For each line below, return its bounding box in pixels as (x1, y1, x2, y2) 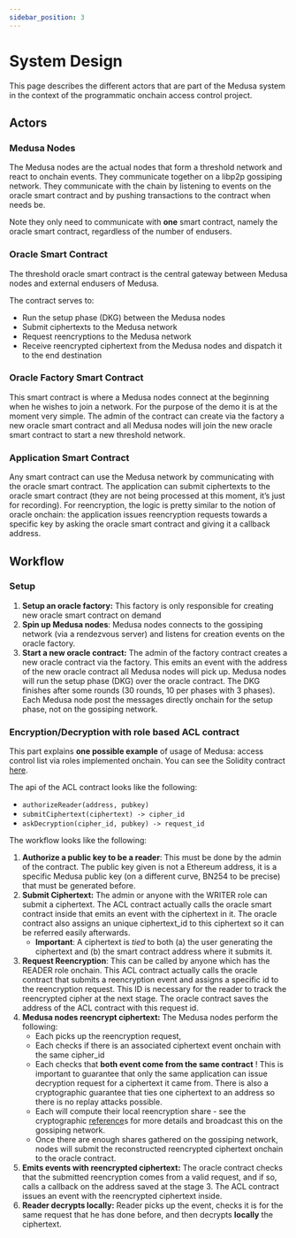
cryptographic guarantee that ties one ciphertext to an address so (34, 1088, 276, 1098)
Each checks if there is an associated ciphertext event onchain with (34, 1041, 281, 1051)
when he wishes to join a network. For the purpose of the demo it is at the (9, 401, 278, 411)
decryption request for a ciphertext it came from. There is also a (34, 1078, 269, 1088)
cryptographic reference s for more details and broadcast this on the (34, 1116, 284, 1127)
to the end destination (21, 350, 102, 360)
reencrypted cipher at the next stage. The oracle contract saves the (21, 993, 269, 1004)
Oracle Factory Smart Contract (9, 372, 144, 384)
